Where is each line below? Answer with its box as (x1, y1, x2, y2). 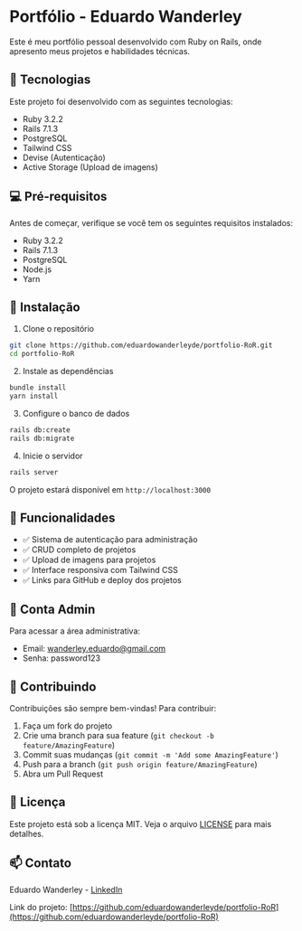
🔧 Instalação (9, 299, 80, 315)
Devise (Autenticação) (22, 152, 106, 163)
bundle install (9, 383, 67, 392)
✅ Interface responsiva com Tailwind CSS (22, 565, 178, 576)
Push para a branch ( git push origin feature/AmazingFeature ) (22, 758, 258, 769)
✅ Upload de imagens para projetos (22, 554, 156, 566)
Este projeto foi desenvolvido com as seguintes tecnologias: (9, 96, 233, 107)
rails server (9, 467, 59, 476)
